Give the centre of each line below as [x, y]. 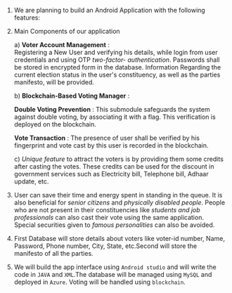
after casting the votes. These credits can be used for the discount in [114, 167]
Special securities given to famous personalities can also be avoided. [114, 225]
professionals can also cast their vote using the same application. [109, 217]
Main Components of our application [67, 31]
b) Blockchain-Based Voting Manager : [72, 96]
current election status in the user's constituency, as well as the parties [117, 74]
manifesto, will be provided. [54, 82]
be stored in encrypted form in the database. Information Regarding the [117, 67]
